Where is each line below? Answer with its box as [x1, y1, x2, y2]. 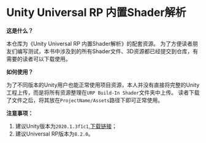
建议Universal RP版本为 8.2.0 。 [15, 130, 94, 137]
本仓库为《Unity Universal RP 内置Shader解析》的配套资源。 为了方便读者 [6, 40, 193, 47]
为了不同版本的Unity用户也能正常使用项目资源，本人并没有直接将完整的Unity [6, 81, 200, 89]
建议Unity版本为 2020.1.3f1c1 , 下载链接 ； [15, 122, 118, 130]
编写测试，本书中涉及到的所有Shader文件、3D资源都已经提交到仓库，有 [17, 47, 198, 55]
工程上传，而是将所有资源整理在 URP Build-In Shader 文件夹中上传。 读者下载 [6, 89, 200, 96]
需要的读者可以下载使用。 [6, 55, 71, 62]
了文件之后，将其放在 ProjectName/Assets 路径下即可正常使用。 [6, 96, 164, 104]
